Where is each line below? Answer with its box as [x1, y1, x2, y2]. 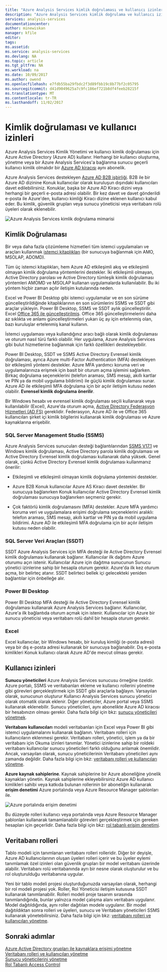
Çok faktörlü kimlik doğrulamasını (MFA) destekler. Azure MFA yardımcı [12, 504, 158, 510]
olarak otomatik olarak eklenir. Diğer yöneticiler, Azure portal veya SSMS [5, 698, 154, 704]
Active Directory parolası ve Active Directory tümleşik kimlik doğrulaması [5, 274, 154, 280]
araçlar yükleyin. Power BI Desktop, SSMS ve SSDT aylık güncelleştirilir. [5, 305, 152, 311]
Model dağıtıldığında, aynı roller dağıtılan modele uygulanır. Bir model [5, 902, 147, 908]
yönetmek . [5, 714, 27, 720]
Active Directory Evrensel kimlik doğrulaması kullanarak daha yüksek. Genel [5, 454, 161, 460]
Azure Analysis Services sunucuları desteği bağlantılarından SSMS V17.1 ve [5, 443, 158, 449]
